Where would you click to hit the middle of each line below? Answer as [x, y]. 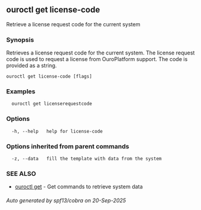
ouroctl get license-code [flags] [49, 77]
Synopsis [20, 39]
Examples [21, 92]
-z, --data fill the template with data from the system [87, 159]
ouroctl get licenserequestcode [52, 104]
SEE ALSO [21, 174]
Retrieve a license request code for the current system [73, 24]
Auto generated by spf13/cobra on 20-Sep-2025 [66, 200]
